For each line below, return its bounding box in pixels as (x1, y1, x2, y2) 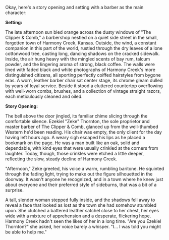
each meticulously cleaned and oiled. (5, 93, 83, 99)
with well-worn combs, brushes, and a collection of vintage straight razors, (5, 88, 161, 94)
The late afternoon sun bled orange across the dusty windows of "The (5, 29, 151, 35)
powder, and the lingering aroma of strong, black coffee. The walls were (5, 62, 155, 67)
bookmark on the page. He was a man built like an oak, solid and (5, 140, 140, 146)
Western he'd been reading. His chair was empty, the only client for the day (5, 129, 162, 135)
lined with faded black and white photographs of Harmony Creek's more (5, 67, 155, 73)
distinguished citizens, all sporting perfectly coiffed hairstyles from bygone (5, 72, 161, 78)
